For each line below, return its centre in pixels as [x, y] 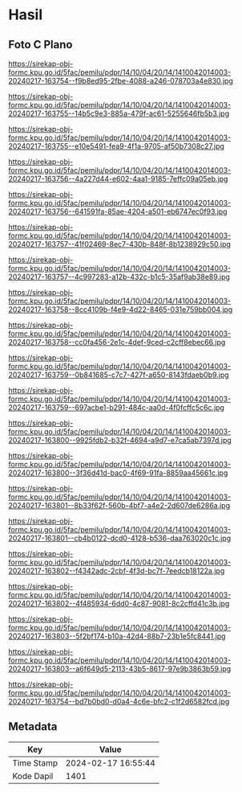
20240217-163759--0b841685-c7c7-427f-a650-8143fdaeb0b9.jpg [119, 375]
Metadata [33, 726]
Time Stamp [35, 763]
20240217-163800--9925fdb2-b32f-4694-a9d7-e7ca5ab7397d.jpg [120, 440]
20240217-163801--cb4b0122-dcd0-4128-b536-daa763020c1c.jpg [119, 538]
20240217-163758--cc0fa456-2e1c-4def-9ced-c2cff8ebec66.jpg [117, 342]
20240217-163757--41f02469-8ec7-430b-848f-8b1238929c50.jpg [119, 244]
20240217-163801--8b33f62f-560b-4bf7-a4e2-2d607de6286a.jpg [119, 505]
